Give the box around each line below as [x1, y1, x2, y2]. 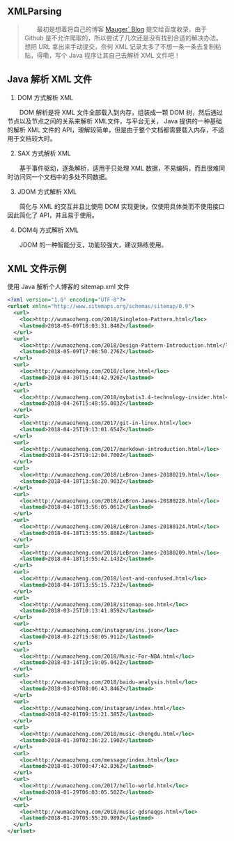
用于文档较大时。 [7, 134, 56, 142]
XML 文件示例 [7, 263, 67, 275]
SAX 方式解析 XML [17, 149, 71, 157]
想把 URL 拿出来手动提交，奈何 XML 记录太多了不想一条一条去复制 [24, 42, 216, 51]
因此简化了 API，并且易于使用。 [7, 210, 99, 219]
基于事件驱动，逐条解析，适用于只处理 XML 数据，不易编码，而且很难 [19, 164, 219, 172]
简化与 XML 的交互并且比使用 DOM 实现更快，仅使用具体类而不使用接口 [19, 202, 225, 210]
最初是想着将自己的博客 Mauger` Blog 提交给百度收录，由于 [36, 24, 208, 33]
